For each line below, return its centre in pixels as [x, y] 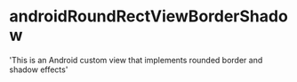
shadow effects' [39, 70]
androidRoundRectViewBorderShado [149, 16]
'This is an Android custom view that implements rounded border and [136, 60]
